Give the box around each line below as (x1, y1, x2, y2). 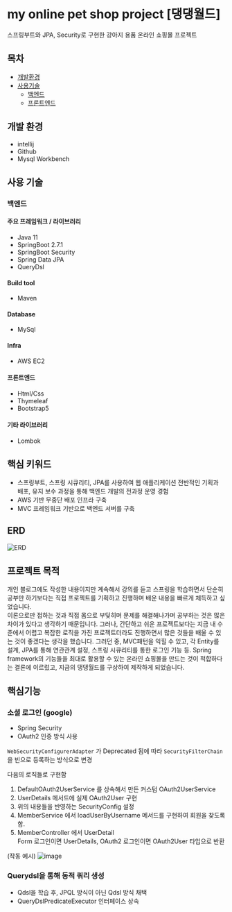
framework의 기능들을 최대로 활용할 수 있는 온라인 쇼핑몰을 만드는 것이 (7, 654, 199, 663)
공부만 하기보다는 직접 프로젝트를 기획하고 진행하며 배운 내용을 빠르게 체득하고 (7, 593, 218, 602)
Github (17, 147, 37, 155)
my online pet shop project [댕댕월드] (7, 6, 221, 22)
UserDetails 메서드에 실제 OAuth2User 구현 (17, 794, 137, 802)
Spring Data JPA (17, 255, 64, 264)
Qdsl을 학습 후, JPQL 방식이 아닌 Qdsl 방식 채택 (17, 888, 148, 896)
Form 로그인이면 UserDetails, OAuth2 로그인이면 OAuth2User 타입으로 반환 (17, 837, 225, 845)
